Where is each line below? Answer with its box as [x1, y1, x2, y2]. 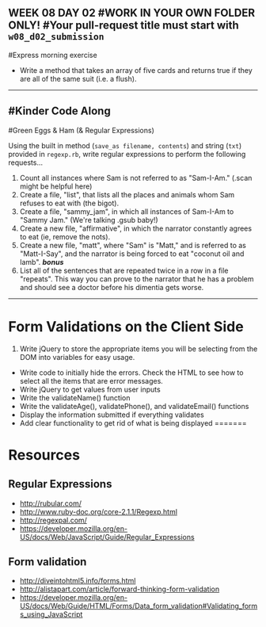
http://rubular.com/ [19, 499, 82, 508]
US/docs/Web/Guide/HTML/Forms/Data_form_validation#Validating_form [19, 602, 258, 611]
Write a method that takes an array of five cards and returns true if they [19, 65, 253, 75]
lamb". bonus [19, 257, 64, 266]
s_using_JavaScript [19, 610, 83, 619]
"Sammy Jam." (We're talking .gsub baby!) [19, 215, 158, 224]
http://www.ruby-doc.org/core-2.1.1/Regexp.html [19, 507, 178, 516]
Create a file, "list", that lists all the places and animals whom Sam [19, 189, 235, 199]
